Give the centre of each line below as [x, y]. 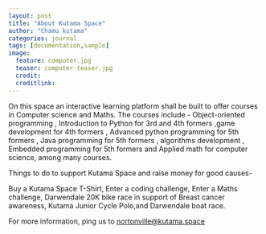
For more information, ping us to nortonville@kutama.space [106, 221]
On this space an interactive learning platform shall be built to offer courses [133, 106]
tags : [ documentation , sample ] [59, 46]
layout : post [30, 16]
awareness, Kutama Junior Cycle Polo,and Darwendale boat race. [117, 205]
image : [19, 53]
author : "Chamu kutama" [48, 31]
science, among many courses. [60, 157]
